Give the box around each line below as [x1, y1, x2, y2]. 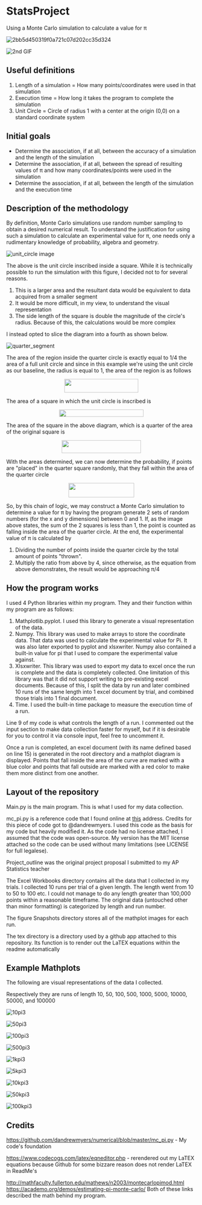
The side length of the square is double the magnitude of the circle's [14, 312, 186, 320]
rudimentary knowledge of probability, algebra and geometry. [6, 239, 159, 246]
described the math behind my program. [6, 1192, 107, 1200]
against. [14, 656, 35, 663]
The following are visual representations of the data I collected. [6, 979, 163, 986]
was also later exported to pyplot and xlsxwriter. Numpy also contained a [14, 643, 196, 650]
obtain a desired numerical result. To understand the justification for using [6, 226, 191, 233]
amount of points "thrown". [14, 552, 83, 560]
